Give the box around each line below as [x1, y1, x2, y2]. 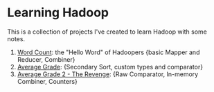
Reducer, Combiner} [17, 55, 75, 63]
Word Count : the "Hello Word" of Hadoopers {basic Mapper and [17, 48, 200, 56]
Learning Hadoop [7, 5, 109, 21]
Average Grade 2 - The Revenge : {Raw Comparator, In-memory [17, 70, 199, 78]
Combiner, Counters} [17, 77, 78, 85]
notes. [7, 34, 26, 43]
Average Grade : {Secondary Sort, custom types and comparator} [17, 62, 203, 71]
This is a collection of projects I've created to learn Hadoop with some [7, 27, 208, 36]
